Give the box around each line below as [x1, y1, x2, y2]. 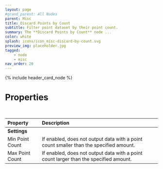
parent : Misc [5, 16, 32, 21]
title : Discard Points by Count [5, 20, 70, 26]
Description [42, 120, 69, 127]
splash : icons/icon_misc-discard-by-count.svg [5, 39, 101, 44]
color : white [5, 35, 32, 39]
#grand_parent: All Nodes [5, 12, 57, 17]
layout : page [5, 7, 32, 12]
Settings [7, 128, 28, 134]
